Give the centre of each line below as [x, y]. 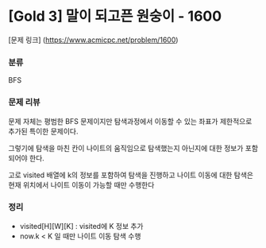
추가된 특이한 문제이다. [43, 131]
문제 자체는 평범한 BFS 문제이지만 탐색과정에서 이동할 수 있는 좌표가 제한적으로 [130, 121]
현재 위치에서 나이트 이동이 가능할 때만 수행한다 [81, 184]
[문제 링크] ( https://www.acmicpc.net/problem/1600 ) [93, 40]
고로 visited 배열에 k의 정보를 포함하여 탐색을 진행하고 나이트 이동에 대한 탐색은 [131, 175]
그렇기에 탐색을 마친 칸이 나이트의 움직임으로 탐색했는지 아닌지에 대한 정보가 [126, 148]
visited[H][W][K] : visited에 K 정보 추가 [82, 226]
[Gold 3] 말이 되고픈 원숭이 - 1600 [115, 16]
